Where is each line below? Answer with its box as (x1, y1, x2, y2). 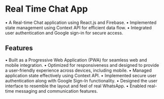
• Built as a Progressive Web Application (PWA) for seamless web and (5, 57, 147, 63)
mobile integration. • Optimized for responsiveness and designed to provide (5, 62, 159, 68)
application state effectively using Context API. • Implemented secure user (5, 72, 157, 79)
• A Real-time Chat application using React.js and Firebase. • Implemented (5, 20, 157, 25)
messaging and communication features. (15, 88, 98, 94)
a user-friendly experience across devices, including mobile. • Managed (5, 67, 152, 73)
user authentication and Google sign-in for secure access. (5, 30, 123, 36)
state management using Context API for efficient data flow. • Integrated (5, 24, 152, 30)
